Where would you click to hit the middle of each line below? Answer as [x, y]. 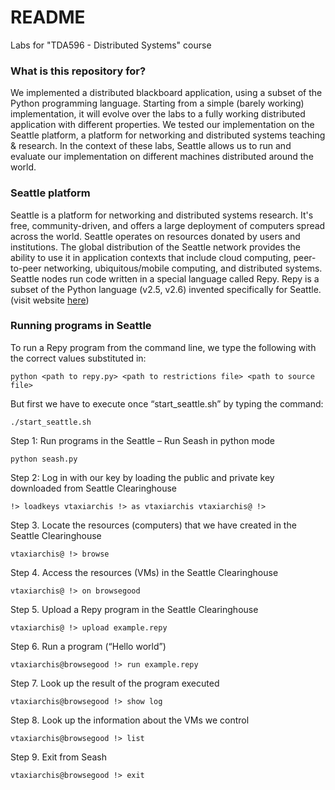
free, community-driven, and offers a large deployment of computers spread [168, 225]
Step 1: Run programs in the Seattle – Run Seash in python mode [142, 440]
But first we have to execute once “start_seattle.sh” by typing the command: [167, 403]
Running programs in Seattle [81, 326]
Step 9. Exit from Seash [58, 757]
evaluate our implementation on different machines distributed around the [162, 157]
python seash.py [44, 459]
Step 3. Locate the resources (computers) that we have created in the [153, 525]
